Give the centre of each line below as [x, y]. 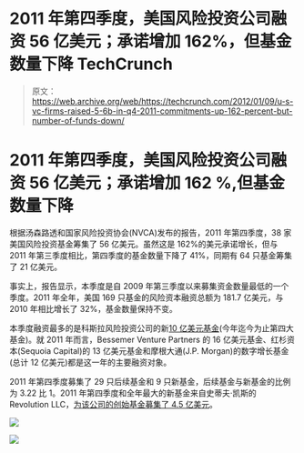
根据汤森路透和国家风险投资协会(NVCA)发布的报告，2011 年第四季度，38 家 [151, 232]
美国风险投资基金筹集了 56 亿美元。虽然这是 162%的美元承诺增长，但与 [144, 244]
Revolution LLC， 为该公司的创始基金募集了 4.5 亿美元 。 [114, 404]
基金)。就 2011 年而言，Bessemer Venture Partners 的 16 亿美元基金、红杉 [148, 339]
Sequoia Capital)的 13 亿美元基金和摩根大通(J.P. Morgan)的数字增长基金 [155, 350]
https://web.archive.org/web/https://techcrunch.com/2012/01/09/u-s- [162, 101]
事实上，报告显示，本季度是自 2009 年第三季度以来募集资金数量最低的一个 [149, 286]
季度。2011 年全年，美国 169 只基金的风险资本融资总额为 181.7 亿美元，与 [147, 297]
